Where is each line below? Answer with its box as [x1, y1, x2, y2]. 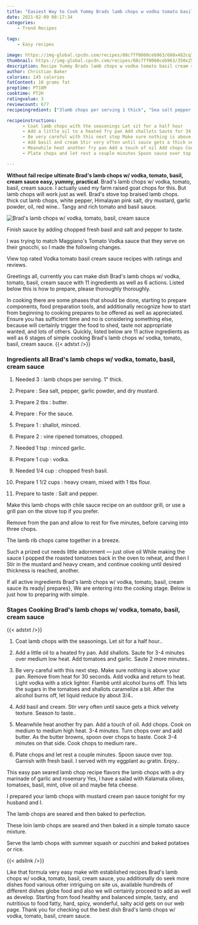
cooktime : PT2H [6, 91, 44, 97]
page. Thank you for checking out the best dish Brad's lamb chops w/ [6, 906, 176, 913]
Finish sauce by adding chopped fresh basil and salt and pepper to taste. [6, 226, 184, 233]
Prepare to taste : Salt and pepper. [15, 490, 99, 497]
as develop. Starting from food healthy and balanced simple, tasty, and [6, 894, 179, 901]
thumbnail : [6, 57, 33, 64]
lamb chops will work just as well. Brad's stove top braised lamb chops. [6, 190, 179, 197]
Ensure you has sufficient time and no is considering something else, [6, 315, 173, 322]
